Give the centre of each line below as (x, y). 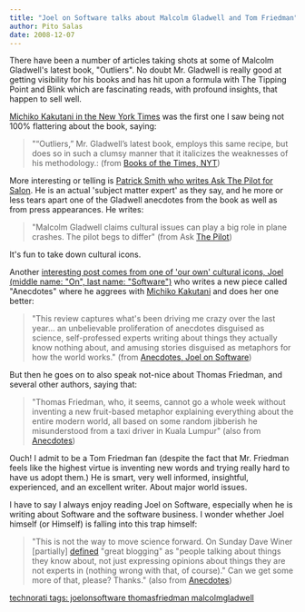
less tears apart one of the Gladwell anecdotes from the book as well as (143, 200)
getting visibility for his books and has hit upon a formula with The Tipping (148, 80)
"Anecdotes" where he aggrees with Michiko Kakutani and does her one (144, 291)
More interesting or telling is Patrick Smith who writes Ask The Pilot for (142, 181)
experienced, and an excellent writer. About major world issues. (128, 488)
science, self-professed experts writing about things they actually (155, 338)
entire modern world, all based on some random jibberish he (144, 421)
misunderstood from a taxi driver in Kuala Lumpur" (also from (146, 431)
